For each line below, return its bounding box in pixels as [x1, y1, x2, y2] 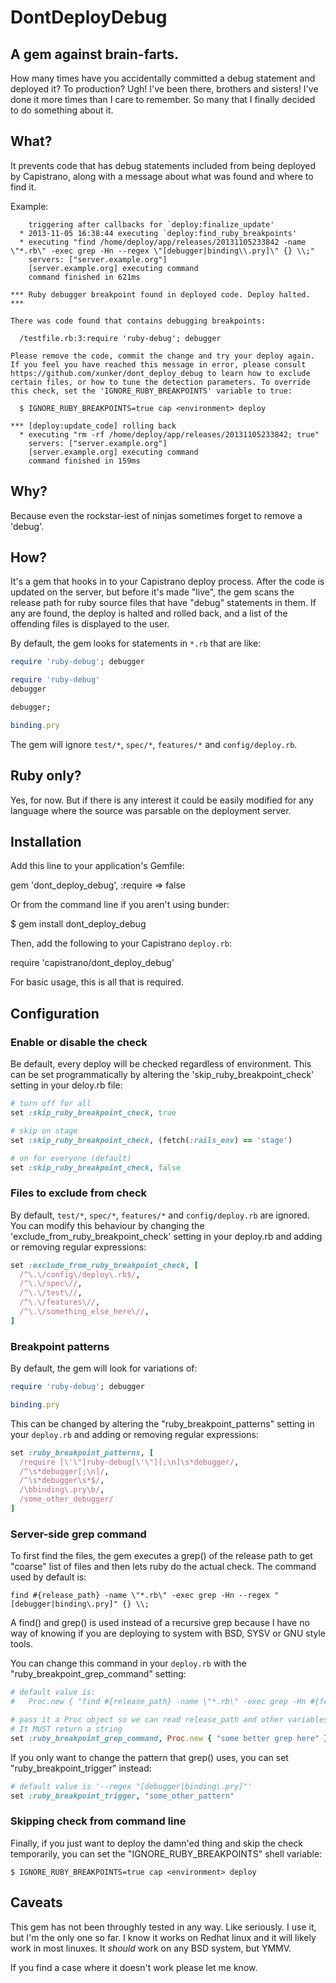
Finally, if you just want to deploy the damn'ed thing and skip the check [10, 1837, 303, 1849]
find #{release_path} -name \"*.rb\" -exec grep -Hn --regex [10, 1591, 271, 1601]
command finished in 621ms [28, 272, 141, 282]
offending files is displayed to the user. [10, 618, 170, 630]
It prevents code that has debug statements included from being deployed [10, 159, 317, 171]
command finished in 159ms [28, 456, 141, 466]
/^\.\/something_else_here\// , [19, 1307, 150, 1317]
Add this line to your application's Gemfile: [10, 860, 185, 872]
